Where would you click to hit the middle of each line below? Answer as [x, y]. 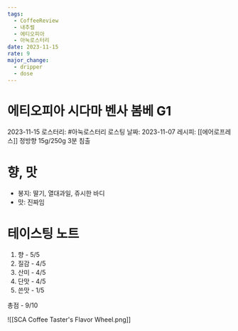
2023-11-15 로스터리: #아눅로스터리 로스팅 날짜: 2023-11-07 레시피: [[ [105, 132]
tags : [15, 14]
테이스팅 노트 [43, 234]
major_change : [28, 61]
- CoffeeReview [36, 21]
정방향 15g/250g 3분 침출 [55, 141]
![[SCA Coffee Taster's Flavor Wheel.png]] [69, 320]
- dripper [28, 67]
